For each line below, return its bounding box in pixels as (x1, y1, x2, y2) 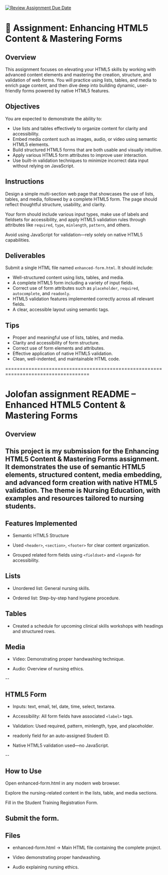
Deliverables (5, 251, 46, 260)
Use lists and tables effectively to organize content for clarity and (12, 125, 147, 131)
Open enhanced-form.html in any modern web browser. (5, 780, 120, 786)
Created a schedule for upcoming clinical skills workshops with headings (12, 623, 163, 629)
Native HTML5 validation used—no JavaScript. (12, 742, 109, 749)
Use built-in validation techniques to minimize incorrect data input (12, 157, 149, 163)
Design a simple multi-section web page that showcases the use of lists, (5, 191, 154, 197)
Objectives (5, 102, 40, 111)
